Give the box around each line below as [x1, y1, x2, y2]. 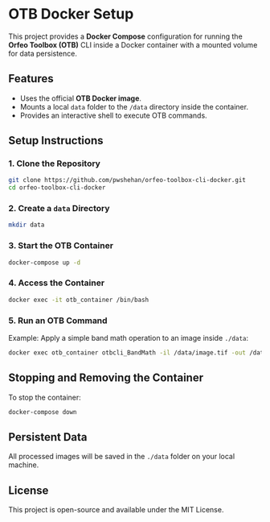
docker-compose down [8, 408, 78, 416]
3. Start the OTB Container [8, 240, 114, 251]
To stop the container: [8, 392, 82, 402]
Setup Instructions [8, 134, 104, 147]
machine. [8, 460, 39, 470]
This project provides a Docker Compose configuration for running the [8, 31, 243, 41]
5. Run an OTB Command [8, 315, 108, 326]
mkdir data [8, 221, 45, 230]
